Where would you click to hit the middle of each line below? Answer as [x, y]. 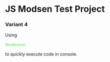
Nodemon [16, 45]
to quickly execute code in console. [41, 54]
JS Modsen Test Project [55, 9]
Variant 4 [17, 25]
